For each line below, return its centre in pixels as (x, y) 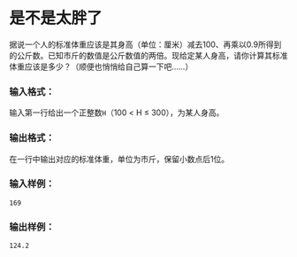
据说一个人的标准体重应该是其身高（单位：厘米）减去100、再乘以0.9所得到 (145, 44)
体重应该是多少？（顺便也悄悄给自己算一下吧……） (101, 66)
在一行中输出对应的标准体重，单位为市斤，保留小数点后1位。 (119, 159)
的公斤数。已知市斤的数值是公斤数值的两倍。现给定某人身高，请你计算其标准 (148, 55)
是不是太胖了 (56, 18)
